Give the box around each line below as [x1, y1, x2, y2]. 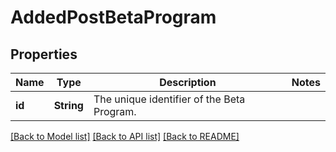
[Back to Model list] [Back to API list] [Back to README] [10, 131, 240, 142]
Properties [10, 46, 78, 63]
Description [159, 76, 217, 89]
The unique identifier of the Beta [93, 92, 246, 106]
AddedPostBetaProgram [10, 6, 217, 29]
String [53, 99, 84, 112]
